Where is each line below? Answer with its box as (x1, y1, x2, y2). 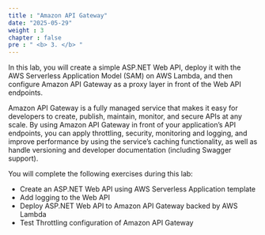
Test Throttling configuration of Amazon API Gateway (19, 218, 194, 228)
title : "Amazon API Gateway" (8, 11, 108, 20)
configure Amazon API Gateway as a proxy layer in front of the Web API (8, 80, 241, 89)
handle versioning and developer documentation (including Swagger (8, 146, 232, 155)
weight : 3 (8, 26, 44, 34)
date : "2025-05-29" (8, 19, 73, 27)
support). (8, 154, 39, 163)
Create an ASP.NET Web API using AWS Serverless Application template (19, 184, 256, 194)
